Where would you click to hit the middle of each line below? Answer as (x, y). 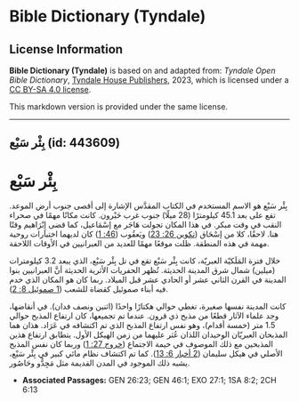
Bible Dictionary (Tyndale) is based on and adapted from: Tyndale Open (142, 70)
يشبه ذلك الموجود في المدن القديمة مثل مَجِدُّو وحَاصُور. (100, 363)
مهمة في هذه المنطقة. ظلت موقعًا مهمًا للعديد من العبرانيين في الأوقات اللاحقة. (139, 244)
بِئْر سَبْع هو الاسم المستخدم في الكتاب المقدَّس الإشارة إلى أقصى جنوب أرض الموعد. (148, 205)
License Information (66, 49)
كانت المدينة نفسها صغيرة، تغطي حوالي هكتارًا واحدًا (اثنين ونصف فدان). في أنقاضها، (148, 306)
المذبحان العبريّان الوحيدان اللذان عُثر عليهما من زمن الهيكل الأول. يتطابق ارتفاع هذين (149, 334)
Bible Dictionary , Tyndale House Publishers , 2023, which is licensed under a (149, 80)
